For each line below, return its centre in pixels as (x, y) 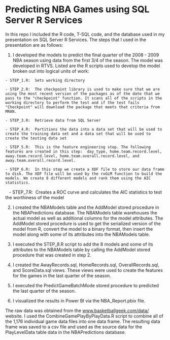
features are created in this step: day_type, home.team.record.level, (84, 151)
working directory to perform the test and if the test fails (72, 103)
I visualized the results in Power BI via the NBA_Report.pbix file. (79, 300)
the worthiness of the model (35, 197)
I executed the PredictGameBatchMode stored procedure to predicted (86, 285)
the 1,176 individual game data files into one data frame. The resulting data (83, 321)
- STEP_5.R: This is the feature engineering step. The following (78, 147)
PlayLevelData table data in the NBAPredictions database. (65, 332)
